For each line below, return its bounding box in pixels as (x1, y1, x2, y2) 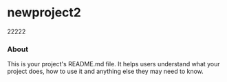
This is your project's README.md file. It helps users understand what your (7, 60, 220, 68)
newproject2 (7, 5, 81, 20)
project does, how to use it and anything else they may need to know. (7, 67, 204, 76)
